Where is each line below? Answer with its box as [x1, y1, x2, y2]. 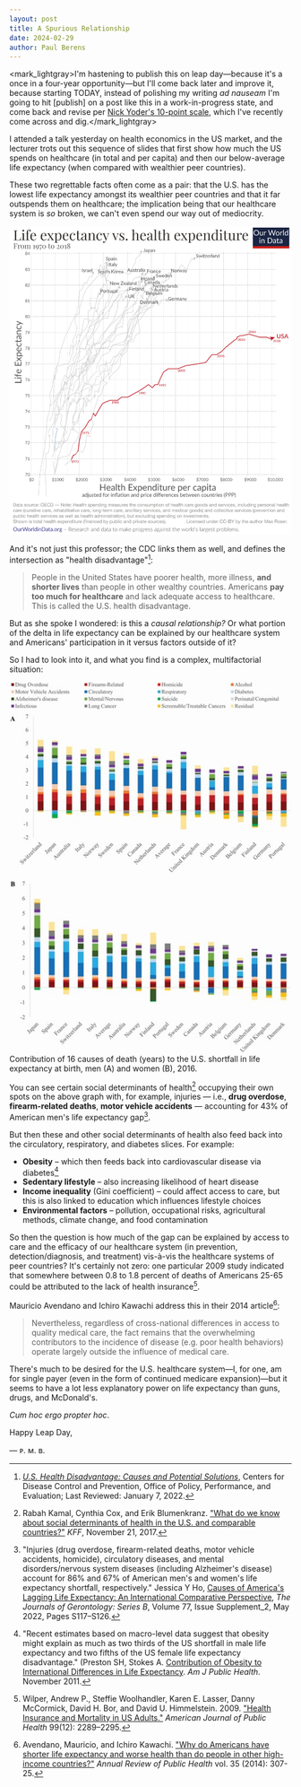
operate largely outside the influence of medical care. [30, 1346, 229, 1356]
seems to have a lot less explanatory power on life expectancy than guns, [9, 1382, 280, 1393]
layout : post [9, 14, 58, 23]
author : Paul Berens [9, 43, 87, 52]
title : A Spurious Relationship [9, 23, 130, 33]
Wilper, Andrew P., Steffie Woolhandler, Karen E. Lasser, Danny [21, 1693, 255, 1704]
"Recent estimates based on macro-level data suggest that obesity [21, 1628, 270, 1639]
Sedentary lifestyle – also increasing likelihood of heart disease [21, 1176, 260, 1188]
